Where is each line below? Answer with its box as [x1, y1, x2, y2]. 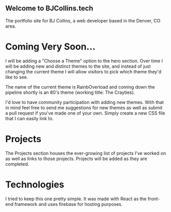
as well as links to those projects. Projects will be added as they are [5, 155, 147, 162]
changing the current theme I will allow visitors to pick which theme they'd [5, 68, 162, 74]
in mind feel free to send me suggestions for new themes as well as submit [5, 104, 163, 111]
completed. [5, 161, 29, 167]
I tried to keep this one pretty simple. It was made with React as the [5, 196, 147, 202]
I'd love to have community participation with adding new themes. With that [5, 99, 164, 105]
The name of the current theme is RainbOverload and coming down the [5, 84, 155, 90]
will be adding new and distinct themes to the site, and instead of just [5, 63, 151, 69]
